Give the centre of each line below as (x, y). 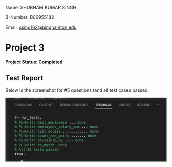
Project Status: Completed (34, 62)
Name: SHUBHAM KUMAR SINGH (41, 7)
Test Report (24, 78)
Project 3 (25, 48)
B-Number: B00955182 (30, 17)
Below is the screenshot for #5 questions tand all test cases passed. (77, 90)
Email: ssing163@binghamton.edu (41, 27)
